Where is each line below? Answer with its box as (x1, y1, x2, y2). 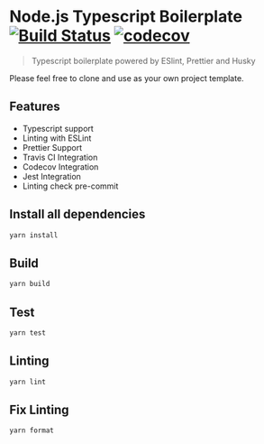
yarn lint (9, 377, 47, 386)
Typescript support (22, 123, 95, 134)
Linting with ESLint (22, 133, 92, 143)
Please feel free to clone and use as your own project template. (9, 72, 245, 83)
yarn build (9, 280, 50, 289)
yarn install (9, 230, 59, 240)
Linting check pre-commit (22, 180, 119, 191)
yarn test (9, 328, 47, 338)
